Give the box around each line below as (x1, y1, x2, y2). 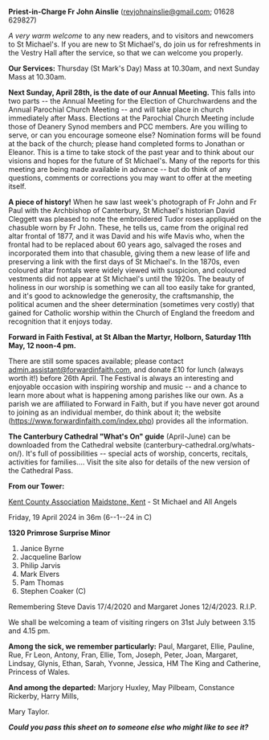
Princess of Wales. (8, 667, 71, 677)
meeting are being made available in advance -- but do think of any (8, 165, 231, 174)
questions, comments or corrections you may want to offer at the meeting (8, 173, 252, 182)
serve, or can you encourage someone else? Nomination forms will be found (8, 130, 261, 140)
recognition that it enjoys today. (8, 317, 113, 326)
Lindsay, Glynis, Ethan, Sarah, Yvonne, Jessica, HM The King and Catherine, (8, 659, 261, 668)
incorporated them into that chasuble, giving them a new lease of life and (8, 248, 251, 258)
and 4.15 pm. (8, 626, 51, 636)
